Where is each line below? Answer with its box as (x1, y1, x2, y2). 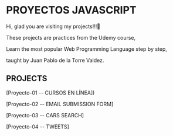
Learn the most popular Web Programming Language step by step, (6, 45, 167, 53)
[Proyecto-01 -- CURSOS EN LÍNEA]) (6, 89, 95, 96)
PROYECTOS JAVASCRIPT (6, 4, 137, 17)
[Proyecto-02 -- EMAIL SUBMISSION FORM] (6, 100, 114, 107)
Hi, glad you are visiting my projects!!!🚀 (6, 23, 101, 30)
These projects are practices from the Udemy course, (6, 34, 136, 41)
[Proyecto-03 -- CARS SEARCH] (6, 111, 84, 118)
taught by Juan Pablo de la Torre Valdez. (6, 57, 104, 64)
